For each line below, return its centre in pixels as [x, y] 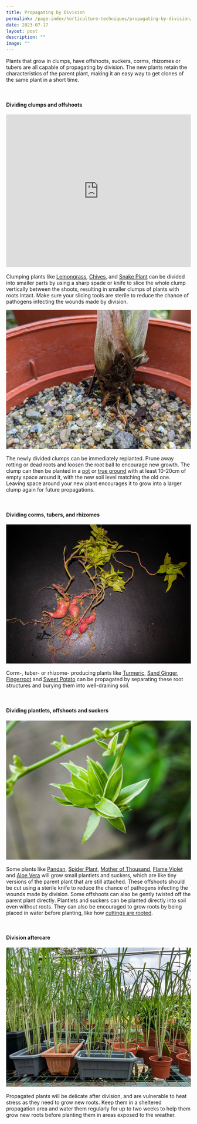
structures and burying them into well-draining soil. [68, 685]
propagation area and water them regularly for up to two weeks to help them [98, 1108]
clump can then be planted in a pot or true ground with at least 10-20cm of [96, 471]
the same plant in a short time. [43, 80]
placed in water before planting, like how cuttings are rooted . [80, 913]
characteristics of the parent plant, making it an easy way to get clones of [95, 73]
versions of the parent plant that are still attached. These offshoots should [96, 881]
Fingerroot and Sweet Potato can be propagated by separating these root [95, 679]
